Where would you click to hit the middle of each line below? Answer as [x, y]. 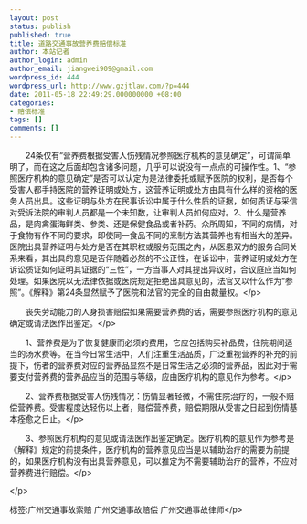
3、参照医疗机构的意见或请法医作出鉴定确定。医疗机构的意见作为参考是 [160, 438]
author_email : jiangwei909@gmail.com [81, 69]
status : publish [40, 26]
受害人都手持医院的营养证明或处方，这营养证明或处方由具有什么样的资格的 [149, 189]
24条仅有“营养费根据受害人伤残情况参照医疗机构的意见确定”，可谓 [150, 155]
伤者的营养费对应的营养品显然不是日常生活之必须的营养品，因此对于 [161, 365]
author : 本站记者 [40, 52]
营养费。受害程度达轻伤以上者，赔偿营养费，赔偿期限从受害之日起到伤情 [153, 408]
